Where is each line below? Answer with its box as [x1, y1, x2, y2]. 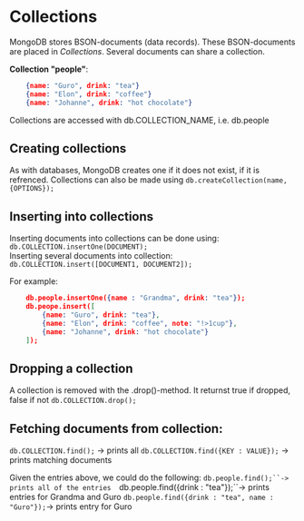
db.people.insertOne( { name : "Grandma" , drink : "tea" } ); [25, 293, 246, 303]
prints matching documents [9, 455, 113, 466]
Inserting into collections [9, 209, 154, 224]
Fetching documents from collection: [9, 420, 223, 437]
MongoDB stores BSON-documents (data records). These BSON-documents [9, 36, 296, 47]
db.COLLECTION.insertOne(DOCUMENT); [9, 242, 148, 251]
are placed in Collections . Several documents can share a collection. [9, 45, 266, 56]
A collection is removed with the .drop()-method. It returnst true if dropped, [9, 385, 291, 396]
